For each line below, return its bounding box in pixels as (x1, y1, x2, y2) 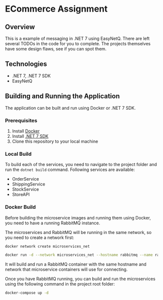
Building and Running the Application (5, 92, 120, 100)
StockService (12, 186, 39, 192)
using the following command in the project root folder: (5, 281, 115, 287)
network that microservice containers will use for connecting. (5, 267, 128, 272)
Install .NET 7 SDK (12, 133, 49, 139)
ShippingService (12, 181, 45, 187)
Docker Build (5, 204, 36, 211)
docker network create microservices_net (5, 244, 90, 249)
